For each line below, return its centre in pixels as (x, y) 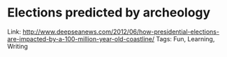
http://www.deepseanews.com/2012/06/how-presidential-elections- (121, 32)
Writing (17, 46)
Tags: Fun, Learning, (185, 38)
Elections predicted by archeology (109, 13)
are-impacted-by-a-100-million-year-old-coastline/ (81, 38)
